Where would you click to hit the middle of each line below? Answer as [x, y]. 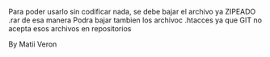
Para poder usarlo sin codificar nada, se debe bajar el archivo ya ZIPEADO [132, 12]
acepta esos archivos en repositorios [70, 28]
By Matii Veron [33, 44]
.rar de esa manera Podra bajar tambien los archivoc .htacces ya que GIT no [135, 20]
